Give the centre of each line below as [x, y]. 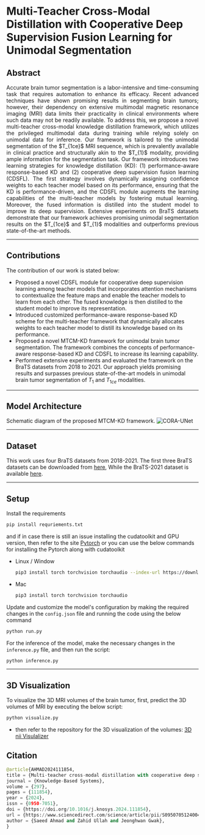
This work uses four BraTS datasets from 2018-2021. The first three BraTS [99, 461]
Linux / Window [35, 561]
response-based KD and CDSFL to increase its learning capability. [116, 354]
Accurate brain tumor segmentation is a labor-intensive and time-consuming [103, 88]
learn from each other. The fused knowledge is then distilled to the [99, 302]
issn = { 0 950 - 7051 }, [33, 804]
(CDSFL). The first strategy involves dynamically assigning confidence [103, 178]
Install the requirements [36, 514]
